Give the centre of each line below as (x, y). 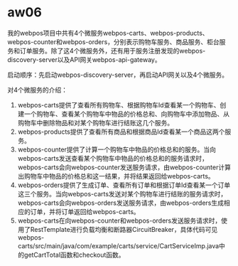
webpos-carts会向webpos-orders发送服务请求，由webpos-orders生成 (120, 203)
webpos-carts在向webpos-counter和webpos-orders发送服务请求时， (119, 220)
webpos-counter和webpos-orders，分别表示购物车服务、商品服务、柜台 (114, 42)
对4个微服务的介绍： (38, 90)
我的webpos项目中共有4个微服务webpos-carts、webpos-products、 (108, 33)
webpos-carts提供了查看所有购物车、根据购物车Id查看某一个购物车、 (119, 105)
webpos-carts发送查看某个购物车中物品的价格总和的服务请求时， (113, 158)
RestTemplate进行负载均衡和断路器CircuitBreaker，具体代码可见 (124, 229)
